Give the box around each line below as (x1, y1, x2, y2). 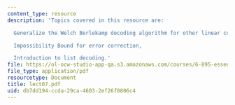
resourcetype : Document (7, 74, 77, 81)
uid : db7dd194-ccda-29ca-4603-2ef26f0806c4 (7, 87, 136, 94)
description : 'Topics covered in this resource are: (7, 17, 164, 24)
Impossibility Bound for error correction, (13, 42, 142, 49)
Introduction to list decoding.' (13, 55, 111, 62)
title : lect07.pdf (7, 80, 61, 87)
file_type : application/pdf (7, 68, 90, 75)
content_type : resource (7, 10, 77, 17)
